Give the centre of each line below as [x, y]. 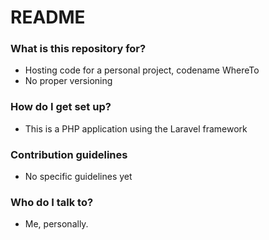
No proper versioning [68, 81]
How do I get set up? [61, 107]
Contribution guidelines [69, 154]
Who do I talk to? [52, 202]
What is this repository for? [78, 49]
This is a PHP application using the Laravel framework [136, 128]
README [48, 17]
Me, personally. [56, 224]
